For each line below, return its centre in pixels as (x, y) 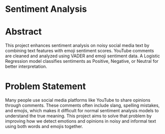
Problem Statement (46, 86)
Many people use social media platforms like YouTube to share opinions (78, 100)
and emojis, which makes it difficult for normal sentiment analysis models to (82, 111)
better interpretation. (26, 67)
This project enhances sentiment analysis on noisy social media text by (77, 45)
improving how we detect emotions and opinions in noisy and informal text (81, 121)
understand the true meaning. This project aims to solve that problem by (78, 116)
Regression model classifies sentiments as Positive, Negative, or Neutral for (82, 61)
